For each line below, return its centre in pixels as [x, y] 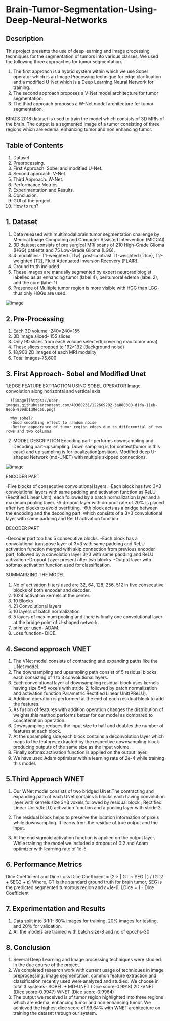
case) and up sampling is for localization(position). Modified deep [81, 452]
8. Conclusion [28, 947]
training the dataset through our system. [55, 1013]
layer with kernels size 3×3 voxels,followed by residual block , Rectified [87, 802]
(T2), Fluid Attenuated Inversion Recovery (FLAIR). [86, 261]
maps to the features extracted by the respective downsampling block [86, 742]
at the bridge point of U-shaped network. [56, 623]
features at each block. [37, 731]
